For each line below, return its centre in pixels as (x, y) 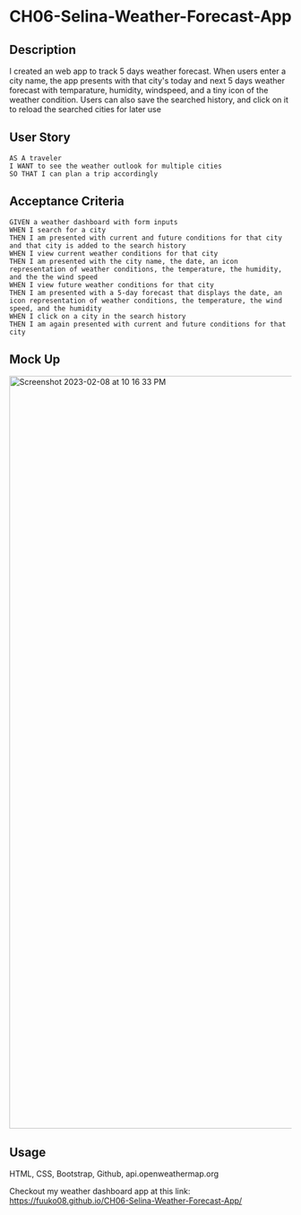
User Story (40, 138)
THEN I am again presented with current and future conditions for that (148, 324)
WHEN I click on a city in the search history (98, 316)
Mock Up (35, 359)
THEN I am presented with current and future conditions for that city (146, 238)
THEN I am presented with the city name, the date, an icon (124, 261)
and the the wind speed (54, 277)
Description (43, 50)
